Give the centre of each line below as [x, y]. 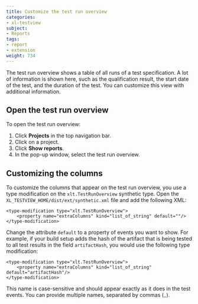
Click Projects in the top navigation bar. [63, 136]
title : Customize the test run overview [57, 12]
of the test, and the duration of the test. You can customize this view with [95, 85]
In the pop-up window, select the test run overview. [77, 155]
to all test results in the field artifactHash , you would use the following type [98, 245]
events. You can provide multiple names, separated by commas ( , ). [88, 295]
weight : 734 [21, 56]
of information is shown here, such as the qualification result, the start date [98, 79]
